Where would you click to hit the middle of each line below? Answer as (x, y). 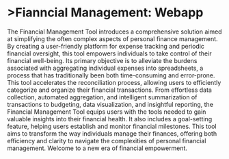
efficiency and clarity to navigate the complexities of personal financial (107, 140)
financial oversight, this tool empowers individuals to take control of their (109, 53)
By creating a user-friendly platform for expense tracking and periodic (106, 46)
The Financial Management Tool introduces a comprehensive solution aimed (114, 32)
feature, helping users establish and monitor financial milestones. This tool (112, 126)
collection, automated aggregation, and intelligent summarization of (102, 97)
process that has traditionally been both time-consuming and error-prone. (111, 75)
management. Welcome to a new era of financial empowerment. (97, 148)
